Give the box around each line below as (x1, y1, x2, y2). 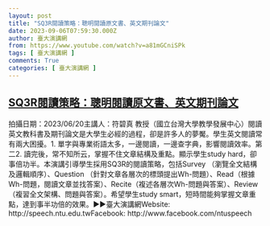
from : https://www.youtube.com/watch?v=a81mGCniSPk (8, 42, 185, 50)
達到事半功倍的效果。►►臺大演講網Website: (22, 199, 171, 209)
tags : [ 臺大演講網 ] (8, 49, 75, 57)
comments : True (8, 57, 60, 65)
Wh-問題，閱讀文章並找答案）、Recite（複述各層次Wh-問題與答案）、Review (8, 179, 259, 189)
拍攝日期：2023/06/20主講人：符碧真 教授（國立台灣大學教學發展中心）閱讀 (8, 118, 263, 129)
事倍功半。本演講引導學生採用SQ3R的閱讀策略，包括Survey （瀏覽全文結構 (8, 158, 258, 169)
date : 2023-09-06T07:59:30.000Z (8, 27, 117, 35)
